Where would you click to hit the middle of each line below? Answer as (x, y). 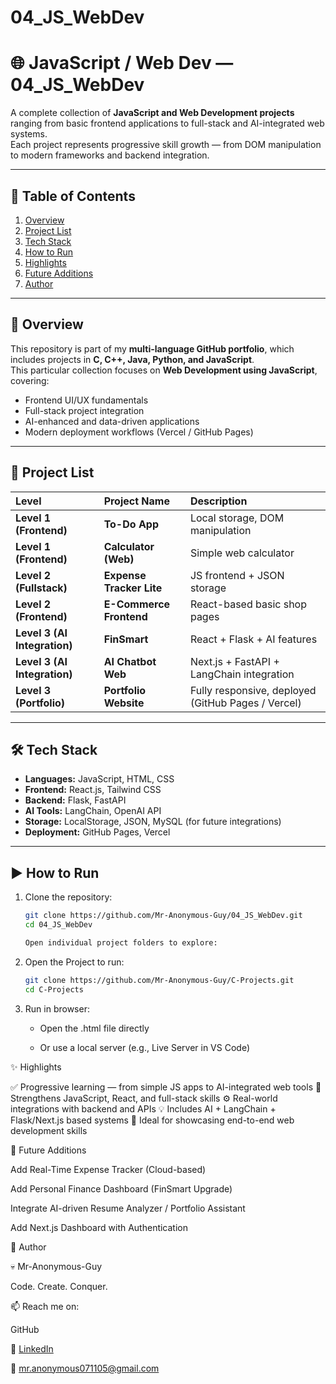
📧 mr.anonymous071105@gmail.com (85, 1368)
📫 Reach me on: (45, 1306)
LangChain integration (242, 674)
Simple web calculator (242, 553)
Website (124, 703)
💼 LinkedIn (32, 1348)
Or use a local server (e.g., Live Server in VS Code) (145, 1047)
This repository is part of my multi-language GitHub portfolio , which (152, 348)
